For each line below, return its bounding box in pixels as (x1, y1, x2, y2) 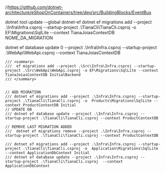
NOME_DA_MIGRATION (5, 35, 53, 41)
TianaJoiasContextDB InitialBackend (5, 72, 81, 77)
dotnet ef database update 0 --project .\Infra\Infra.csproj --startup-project (5, 45, 157, 50)
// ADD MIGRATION (5, 90, 41, 95)
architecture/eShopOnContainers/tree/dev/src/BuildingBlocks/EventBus (5, 9, 152, 15)
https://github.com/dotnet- (8, 4, 63, 10)
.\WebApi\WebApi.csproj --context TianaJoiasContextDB (5, 50, 120, 56)
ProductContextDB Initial (23, 103, 77, 108)
